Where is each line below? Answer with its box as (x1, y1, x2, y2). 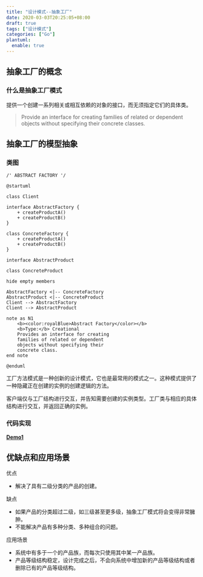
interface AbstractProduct (6, 257, 74, 263)
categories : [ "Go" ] (6, 31, 56, 38)
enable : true (11, 43, 45, 49)
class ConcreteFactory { (6, 231, 69, 237)
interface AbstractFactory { (6, 204, 80, 211)
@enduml (6, 363, 26, 369)
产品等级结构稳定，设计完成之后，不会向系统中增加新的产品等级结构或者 (14, 556, 195, 564)
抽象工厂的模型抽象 (6, 139, 78, 149)
